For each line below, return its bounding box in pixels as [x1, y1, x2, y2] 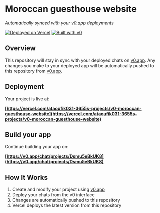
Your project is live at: [5, 96, 50, 102]
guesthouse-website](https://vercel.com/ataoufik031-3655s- [5, 111, 137, 117]
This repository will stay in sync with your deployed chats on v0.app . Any [5, 57, 156, 63]
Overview [5, 44, 36, 53]
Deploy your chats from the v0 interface [12, 192, 95, 198]
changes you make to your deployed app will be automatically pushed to [5, 62, 154, 68]
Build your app [5, 130, 51, 139]
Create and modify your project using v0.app [12, 186, 105, 193]
